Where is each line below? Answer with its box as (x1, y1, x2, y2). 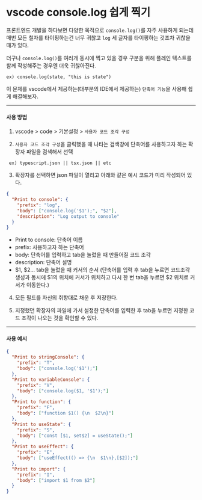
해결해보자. (12, 93, 39, 100)
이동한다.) (26, 281, 50, 289)
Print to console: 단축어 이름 (14, 236, 83, 244)
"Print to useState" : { (11, 421, 71, 427)
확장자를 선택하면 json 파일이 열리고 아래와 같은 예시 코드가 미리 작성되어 (14, 171, 186, 179)
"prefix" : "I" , (17, 472, 55, 478)
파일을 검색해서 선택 (26, 148, 73, 155)
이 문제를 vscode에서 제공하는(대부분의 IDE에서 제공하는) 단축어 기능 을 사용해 (6, 85, 187, 92)
